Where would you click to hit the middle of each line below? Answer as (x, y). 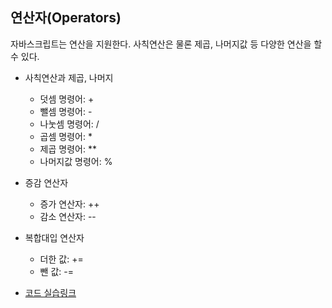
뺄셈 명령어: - (66, 111)
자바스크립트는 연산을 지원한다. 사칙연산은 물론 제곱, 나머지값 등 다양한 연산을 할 (166, 44)
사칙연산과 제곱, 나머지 (69, 77)
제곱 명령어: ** (68, 149)
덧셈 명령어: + (67, 99)
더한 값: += (61, 259)
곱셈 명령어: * (66, 136)
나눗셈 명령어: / (69, 124)
